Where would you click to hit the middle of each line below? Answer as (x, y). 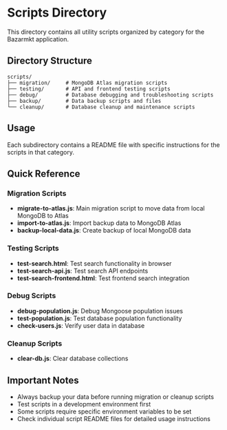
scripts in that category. (41, 152)
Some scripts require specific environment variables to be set (104, 411)
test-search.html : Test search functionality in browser (94, 263)
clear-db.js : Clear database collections (73, 359)
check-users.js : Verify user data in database (81, 325)
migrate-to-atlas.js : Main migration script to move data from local (111, 208)
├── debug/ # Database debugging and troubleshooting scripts (110, 95)
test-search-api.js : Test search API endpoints (83, 271)
